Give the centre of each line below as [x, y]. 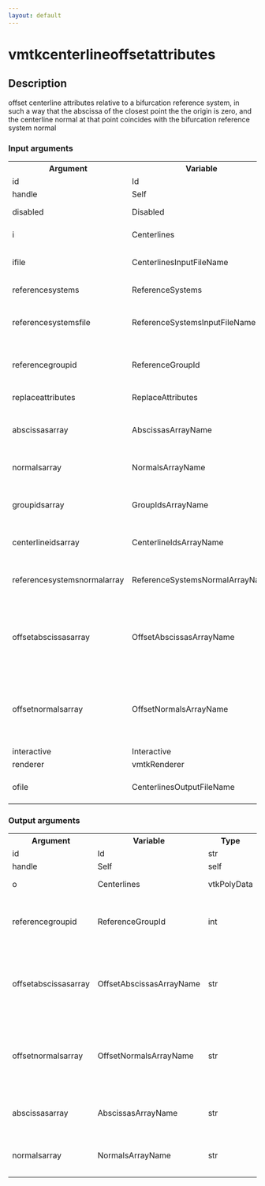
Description [37, 84]
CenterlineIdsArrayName [177, 542]
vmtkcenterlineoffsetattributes [112, 54]
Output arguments [44, 820]
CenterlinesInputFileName [180, 262]
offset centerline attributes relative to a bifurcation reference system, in [124, 103]
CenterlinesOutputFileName [183, 787]
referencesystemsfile [51, 322]
